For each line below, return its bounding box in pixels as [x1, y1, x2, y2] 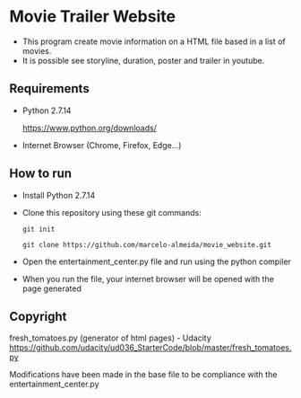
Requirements [9, 81, 90, 96]
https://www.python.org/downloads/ [21, 122, 157, 133]
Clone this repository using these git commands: [21, 207, 202, 217]
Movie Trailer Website [9, 6, 176, 27]
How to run [9, 166, 73, 181]
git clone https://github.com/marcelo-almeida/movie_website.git [21, 240, 271, 249]
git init [21, 225, 56, 234]
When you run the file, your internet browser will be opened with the [21, 273, 275, 284]
